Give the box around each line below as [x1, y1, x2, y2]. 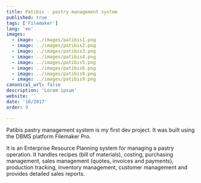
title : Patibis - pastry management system [6, 8, 118, 15]
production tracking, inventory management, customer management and [6, 164, 188, 171]
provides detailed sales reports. [6, 170, 85, 177]
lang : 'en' [6, 25, 34, 32]
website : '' [6, 93, 36, 99]
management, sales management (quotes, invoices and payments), [6, 157, 174, 164]
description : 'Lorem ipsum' [6, 88, 77, 94]
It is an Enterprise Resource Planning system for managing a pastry [6, 144, 174, 152]
